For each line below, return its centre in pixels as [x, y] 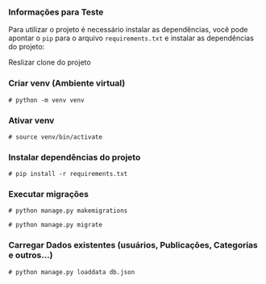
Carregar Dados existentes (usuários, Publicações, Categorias [133, 245]
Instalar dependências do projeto [75, 157]
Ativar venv [31, 120]
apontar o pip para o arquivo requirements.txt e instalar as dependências [131, 38]
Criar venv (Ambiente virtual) [67, 83]
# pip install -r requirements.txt [68, 174]
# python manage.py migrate [56, 225]
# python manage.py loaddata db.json [72, 272]
